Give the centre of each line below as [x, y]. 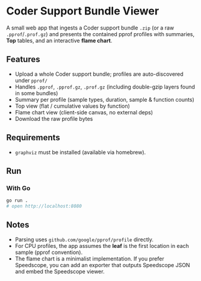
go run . [17, 201]
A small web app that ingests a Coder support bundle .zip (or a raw [90, 28]
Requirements [33, 137]
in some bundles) [36, 93]
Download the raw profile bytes [54, 119]
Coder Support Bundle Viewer [83, 11]
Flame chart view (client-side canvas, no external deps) [84, 112]
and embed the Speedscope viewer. [60, 271]
